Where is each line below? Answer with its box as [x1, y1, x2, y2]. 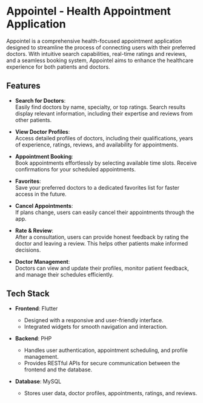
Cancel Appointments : [15, 202, 73, 209]
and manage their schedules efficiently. [15, 270, 114, 278]
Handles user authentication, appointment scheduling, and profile [24, 346, 188, 354]
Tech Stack [6, 289, 50, 299]
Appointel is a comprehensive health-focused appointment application [6, 37, 182, 44]
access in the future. [15, 190, 67, 198]
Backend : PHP [15, 334, 52, 342]
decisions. [15, 246, 41, 253]
